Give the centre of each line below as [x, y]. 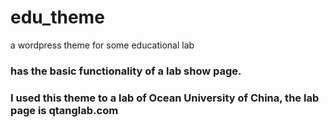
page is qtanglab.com [64, 110]
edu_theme [57, 17]
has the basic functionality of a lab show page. [126, 71]
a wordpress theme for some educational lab [102, 45]
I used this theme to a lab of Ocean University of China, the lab [165, 98]
